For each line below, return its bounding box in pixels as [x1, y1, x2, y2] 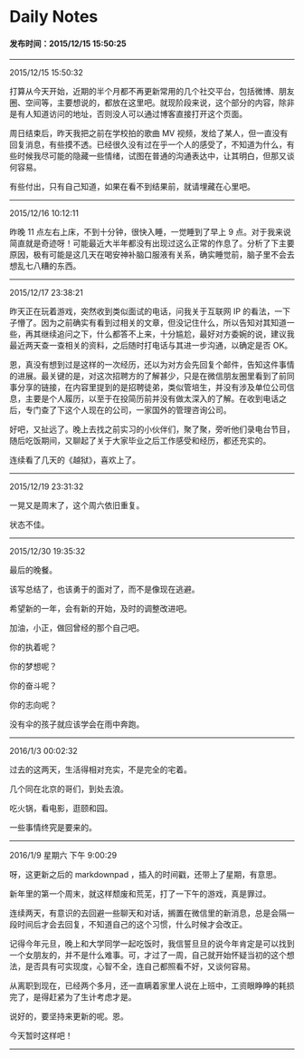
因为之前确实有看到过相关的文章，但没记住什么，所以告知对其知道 [40, 318, 287, 328]
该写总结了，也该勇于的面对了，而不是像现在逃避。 [9, 583, 200, 595]
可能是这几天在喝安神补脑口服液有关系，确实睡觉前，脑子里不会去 [48, 250, 295, 260]
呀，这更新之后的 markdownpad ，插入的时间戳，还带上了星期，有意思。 [9, 869, 282, 880]
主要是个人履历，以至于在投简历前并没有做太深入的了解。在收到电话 [24, 393, 279, 405]
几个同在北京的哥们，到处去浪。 [9, 783, 128, 795]
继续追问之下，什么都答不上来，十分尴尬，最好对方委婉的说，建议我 [40, 328, 295, 339]
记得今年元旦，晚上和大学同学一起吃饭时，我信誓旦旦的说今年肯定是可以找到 [9, 938, 295, 949]
